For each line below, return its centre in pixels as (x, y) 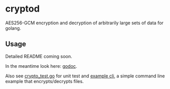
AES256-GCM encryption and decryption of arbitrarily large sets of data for (84, 23)
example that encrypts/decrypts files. (45, 81)
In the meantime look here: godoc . (41, 66)
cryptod (22, 9)
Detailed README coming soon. (39, 56)
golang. (13, 28)
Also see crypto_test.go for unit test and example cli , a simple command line (85, 76)
